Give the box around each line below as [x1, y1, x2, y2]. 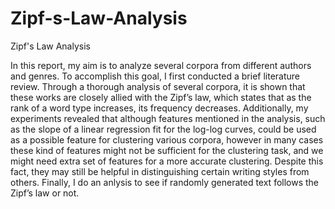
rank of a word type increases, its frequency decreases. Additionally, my [10, 102, 309, 114]
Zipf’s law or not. [10, 187, 80, 199]
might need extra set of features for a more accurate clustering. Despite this [10, 155, 324, 167]
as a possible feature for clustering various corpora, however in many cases [10, 133, 324, 146]
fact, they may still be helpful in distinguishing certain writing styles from [10, 165, 310, 177]
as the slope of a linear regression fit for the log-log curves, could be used [10, 123, 317, 135]
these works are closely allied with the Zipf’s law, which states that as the [10, 91, 312, 103]
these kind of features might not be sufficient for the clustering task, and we [10, 144, 324, 156]
